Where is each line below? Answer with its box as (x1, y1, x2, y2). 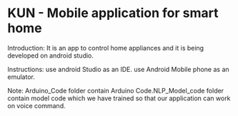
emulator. (7, 73, 36, 81)
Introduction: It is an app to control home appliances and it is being (7, 43, 204, 52)
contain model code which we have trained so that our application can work (7, 94, 231, 102)
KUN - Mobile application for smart (7, 5, 219, 21)
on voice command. (7, 101, 66, 110)
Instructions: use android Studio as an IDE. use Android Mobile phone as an (7, 65, 230, 73)
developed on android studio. (7, 51, 94, 60)
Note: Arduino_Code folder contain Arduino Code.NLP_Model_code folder (7, 86, 224, 95)
